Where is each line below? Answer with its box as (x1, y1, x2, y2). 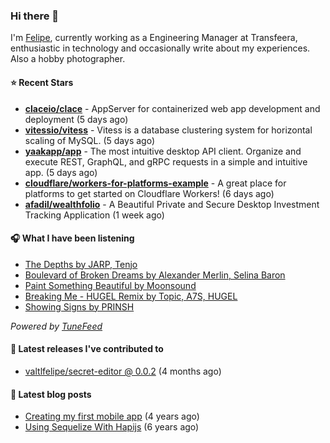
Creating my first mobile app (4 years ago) (24, 410, 200, 423)
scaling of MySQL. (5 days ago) (24, 134, 155, 146)
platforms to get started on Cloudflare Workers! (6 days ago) (24, 187, 275, 199)
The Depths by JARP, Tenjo (24, 258, 138, 270)
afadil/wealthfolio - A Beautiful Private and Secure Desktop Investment (24, 198, 320, 210)
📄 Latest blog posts (10, 388, 92, 400)
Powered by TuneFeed (10, 320, 103, 332)
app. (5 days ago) (24, 166, 98, 178)
